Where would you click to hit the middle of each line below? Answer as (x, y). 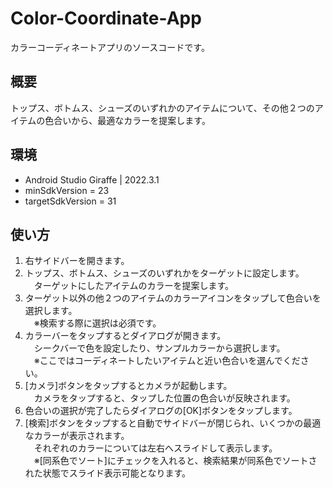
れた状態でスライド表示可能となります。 (107, 473)
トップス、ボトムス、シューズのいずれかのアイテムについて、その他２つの (162, 108)
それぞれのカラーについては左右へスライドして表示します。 (155, 448)
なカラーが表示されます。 (77, 436)
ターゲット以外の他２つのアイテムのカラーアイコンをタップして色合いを (173, 298)
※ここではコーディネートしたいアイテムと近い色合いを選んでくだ (167, 361)
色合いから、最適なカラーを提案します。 (127, 120)
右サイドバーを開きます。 (77, 261)
